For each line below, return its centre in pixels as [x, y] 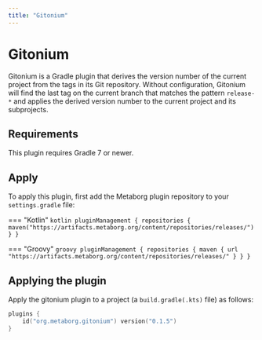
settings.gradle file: [42, 205]
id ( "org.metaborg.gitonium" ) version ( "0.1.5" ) [100, 321]
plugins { [24, 314]
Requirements [43, 134]
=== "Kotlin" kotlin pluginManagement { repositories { [99, 220]
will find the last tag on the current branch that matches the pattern [116, 93]
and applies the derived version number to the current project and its [125, 101]
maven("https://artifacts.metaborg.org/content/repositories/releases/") [131, 228]
